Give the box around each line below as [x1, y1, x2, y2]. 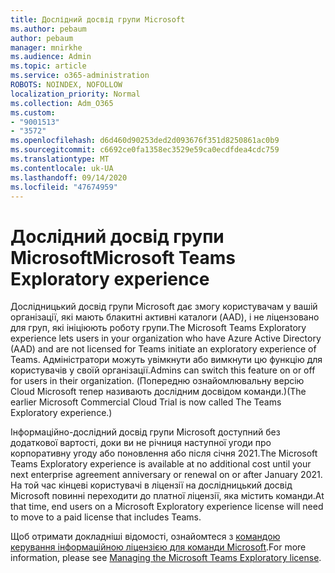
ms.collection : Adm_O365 [10, 98, 114, 108]
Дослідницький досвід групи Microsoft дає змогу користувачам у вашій [10, 301, 318, 313]
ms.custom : [10, 107, 56, 118]
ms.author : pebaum [10, 24, 87, 34]
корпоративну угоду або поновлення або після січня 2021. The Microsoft [10, 447, 318, 460]
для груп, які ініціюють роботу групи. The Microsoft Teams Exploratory [10, 322, 307, 334]
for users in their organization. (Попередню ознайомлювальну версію [10, 375, 305, 387]
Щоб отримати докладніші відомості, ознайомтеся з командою [10, 531, 281, 543]
